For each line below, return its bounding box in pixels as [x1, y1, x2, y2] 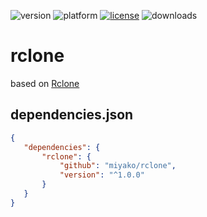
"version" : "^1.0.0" [59, 170, 145, 180]
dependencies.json [10, 106, 134, 124]
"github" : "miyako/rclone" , [59, 161, 177, 171]
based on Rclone [10, 77, 80, 89]
